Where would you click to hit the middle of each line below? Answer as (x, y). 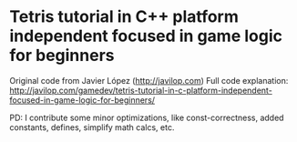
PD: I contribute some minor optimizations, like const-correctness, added (147, 117)
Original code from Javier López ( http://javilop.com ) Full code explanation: (149, 80)
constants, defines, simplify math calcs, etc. (92, 127)
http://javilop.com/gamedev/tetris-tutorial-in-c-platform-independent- (141, 90)
